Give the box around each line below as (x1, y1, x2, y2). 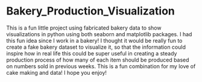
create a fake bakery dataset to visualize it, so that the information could (6, 43, 186, 51)
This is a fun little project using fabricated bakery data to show (6, 24, 162, 31)
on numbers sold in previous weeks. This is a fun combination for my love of (6, 62, 196, 70)
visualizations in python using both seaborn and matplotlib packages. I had (6, 30, 192, 37)
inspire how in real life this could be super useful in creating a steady (6, 49, 177, 57)
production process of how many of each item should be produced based (6, 56, 189, 63)
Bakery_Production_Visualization (6, 4, 175, 18)
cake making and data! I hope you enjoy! (6, 69, 107, 76)
